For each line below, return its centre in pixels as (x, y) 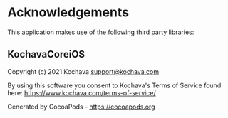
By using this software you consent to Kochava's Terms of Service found (114, 85)
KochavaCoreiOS (46, 54)
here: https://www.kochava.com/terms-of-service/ (82, 92)
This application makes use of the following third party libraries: (101, 32)
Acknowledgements (68, 12)
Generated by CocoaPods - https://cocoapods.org (81, 107)
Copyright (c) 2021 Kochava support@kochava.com (83, 71)
